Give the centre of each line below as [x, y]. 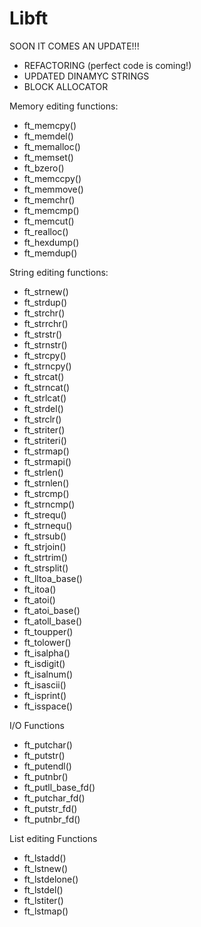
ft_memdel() [48, 136]
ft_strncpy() [47, 366]
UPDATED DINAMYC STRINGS [86, 76]
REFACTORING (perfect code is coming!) [107, 65]
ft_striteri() [45, 440]
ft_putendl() [47, 766]
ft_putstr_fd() [50, 808]
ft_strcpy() [45, 355]
